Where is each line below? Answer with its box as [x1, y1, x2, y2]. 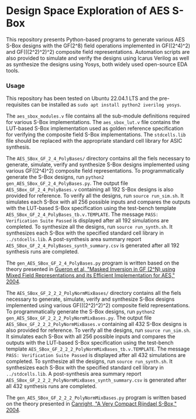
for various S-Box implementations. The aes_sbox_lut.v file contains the [6, 119, 180, 126]
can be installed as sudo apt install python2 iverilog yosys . [31, 101, 181, 108]
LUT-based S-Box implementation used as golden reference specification [6, 125, 184, 132]
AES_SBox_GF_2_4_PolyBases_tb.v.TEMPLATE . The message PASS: [6, 211, 159, 218]
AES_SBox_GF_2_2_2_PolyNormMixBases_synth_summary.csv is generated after [6, 376, 187, 384]
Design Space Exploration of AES [6, 4, 170, 18]
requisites [6, 101, 30, 108]
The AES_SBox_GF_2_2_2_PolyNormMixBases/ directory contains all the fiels [6, 290, 181, 297]
